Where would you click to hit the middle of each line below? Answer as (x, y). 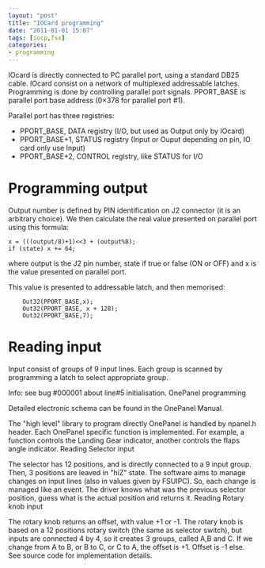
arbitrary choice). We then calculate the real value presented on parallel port (132, 218)
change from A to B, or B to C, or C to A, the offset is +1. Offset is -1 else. (127, 547)
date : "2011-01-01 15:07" (51, 30)
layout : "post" (33, 15)
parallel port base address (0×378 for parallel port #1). (97, 100)
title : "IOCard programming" (56, 23)
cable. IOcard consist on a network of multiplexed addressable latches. (124, 83)
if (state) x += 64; (42, 248)
